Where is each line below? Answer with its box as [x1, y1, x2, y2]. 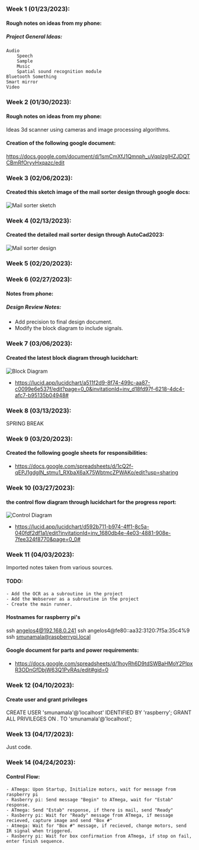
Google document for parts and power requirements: [6, 646, 139, 654]
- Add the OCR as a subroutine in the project [6, 591, 123, 597]
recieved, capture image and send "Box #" [6, 817, 113, 823]
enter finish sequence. [6, 838, 65, 844]
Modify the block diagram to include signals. [14, 325, 123, 332]
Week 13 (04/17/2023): [6, 730, 74, 738]
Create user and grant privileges [6, 696, 88, 703]
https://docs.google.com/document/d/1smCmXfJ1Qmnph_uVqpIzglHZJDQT [6, 153, 191, 160]
